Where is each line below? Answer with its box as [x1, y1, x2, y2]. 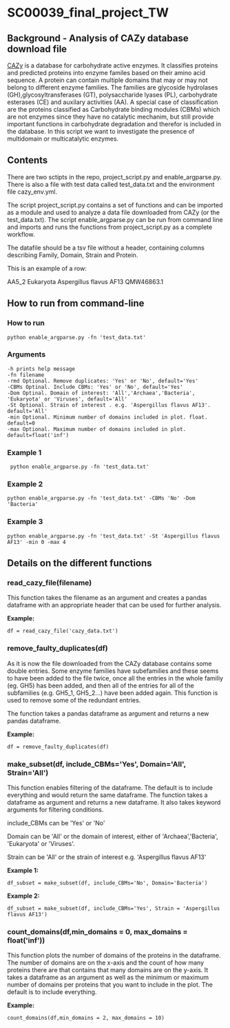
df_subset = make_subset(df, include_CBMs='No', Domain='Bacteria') [7, 879, 208, 887]
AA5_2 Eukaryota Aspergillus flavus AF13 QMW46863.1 [7, 277, 164, 285]
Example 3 [7, 517, 43, 527]
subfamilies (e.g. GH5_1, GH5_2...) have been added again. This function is [7, 688, 218, 697]
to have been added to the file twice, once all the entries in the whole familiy [7, 674, 224, 682]
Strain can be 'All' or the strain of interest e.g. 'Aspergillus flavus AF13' [7, 853, 207, 861]
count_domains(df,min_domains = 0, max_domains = [7, 927, 188, 936]
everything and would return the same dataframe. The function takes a [7, 791, 208, 799]
